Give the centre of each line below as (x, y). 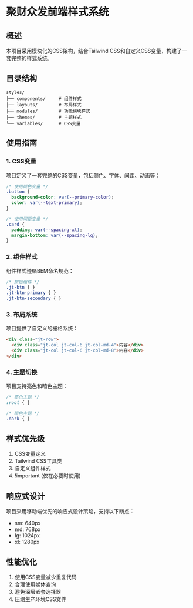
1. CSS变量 (21, 161)
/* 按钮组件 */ (23, 282)
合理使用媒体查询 (35, 584)
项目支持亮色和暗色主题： (37, 386)
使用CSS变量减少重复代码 (45, 577)
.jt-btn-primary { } (31, 293)
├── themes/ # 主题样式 (44, 117)
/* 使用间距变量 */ (27, 219)
